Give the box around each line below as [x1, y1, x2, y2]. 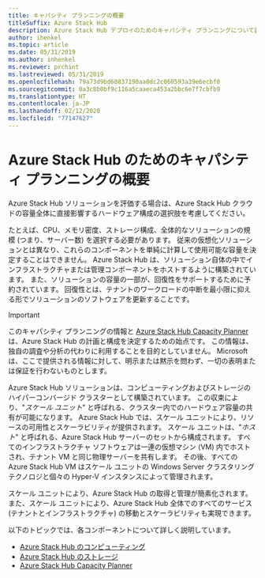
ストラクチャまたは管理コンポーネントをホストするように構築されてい [28, 264, 256, 274]
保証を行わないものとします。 [14, 365, 112, 376]
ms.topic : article [8, 41, 69, 49]
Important [8, 310, 40, 319]
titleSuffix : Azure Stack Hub [8, 19, 108, 27]
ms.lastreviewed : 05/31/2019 [8, 70, 104, 78]
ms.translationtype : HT [8, 93, 87, 100]
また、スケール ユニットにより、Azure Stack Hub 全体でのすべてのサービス [8, 498, 252, 508]
